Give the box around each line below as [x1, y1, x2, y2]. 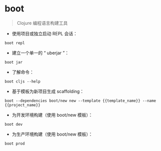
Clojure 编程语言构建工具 [16, 20, 68, 26]
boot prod [4, 141, 25, 146]
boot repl [4, 40, 25, 45]
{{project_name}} [4, 102, 41, 107]
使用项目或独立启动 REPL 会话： [11, 30, 78, 36]
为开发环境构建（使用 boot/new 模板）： [11, 112, 93, 118]
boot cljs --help [4, 79, 41, 84]
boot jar [4, 60, 23, 65]
